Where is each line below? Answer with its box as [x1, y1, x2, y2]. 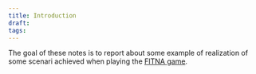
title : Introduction [8, 11, 77, 20]
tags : [8, 26, 26, 34]
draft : [8, 19, 30, 27]
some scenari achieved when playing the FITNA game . [8, 56, 188, 66]
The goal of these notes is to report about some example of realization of [8, 49, 249, 58]
